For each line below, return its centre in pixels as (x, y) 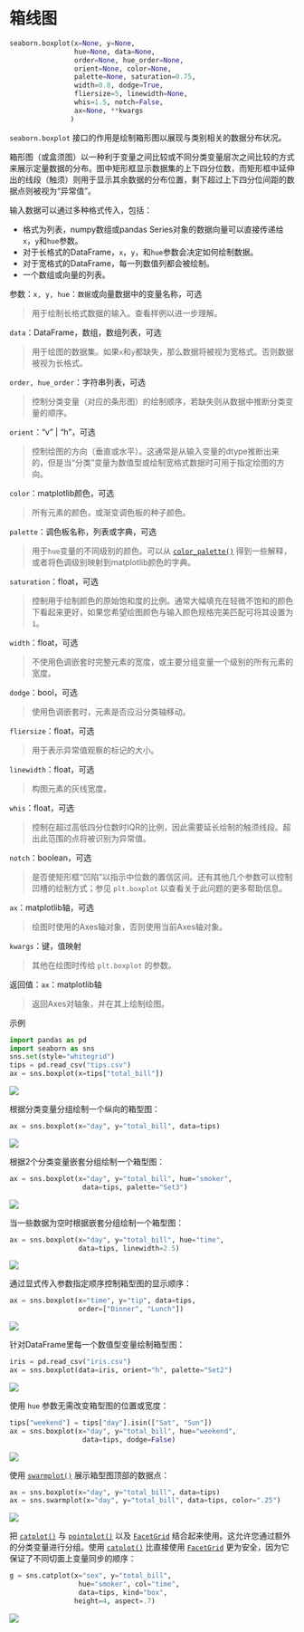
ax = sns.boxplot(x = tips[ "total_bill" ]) (87, 1074)
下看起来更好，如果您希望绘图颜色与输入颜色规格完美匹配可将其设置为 (162, 611)
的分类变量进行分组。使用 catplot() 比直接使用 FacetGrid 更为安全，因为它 (149, 1547)
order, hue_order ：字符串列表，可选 (78, 382)
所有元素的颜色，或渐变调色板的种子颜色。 (111, 512)
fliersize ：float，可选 (52, 731)
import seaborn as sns (52, 1048)
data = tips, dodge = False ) (129, 1440)
